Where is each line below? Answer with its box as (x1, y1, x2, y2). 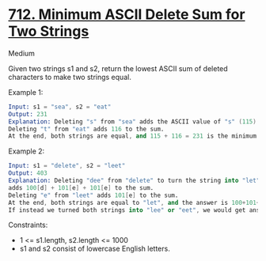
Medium (8, 48, 36, 58)
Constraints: (8, 220, 48, 230)
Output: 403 (8, 169, 47, 177)
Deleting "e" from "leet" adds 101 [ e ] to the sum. (8, 191, 179, 199)
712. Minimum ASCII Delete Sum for (8, 6, 245, 24)
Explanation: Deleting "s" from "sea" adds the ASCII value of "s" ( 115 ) (8, 117, 257, 126)
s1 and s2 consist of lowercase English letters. (19, 244, 170, 254)
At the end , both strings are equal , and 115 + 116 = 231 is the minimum (8, 132, 257, 140)
